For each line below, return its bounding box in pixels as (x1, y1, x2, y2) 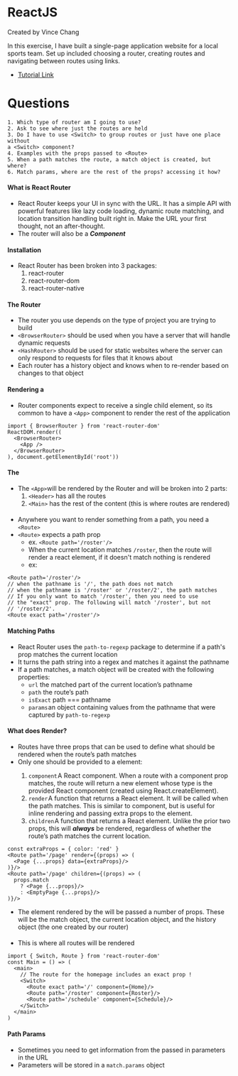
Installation (7, 246, 41, 254)
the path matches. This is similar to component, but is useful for (28, 801, 215, 810)
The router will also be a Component (17, 229, 126, 238)
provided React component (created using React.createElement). (28, 786, 219, 795)
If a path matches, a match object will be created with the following (17, 665, 215, 673)
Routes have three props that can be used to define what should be (17, 742, 215, 751)
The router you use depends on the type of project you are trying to (17, 316, 217, 325)
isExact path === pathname (28, 695, 112, 704)
